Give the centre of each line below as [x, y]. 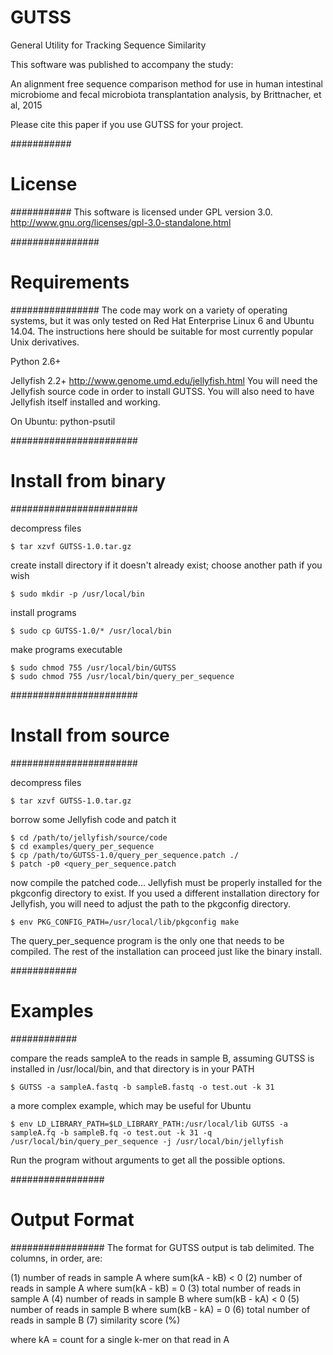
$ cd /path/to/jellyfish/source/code [89, 837]
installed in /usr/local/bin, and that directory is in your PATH [132, 1068]
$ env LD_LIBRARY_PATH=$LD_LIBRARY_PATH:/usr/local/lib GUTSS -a [149, 1124]
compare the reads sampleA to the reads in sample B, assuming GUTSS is [162, 1058]
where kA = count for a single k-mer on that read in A [120, 1339]
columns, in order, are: [56, 1258]
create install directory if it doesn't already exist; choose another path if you [166, 565]
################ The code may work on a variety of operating [149, 310]
